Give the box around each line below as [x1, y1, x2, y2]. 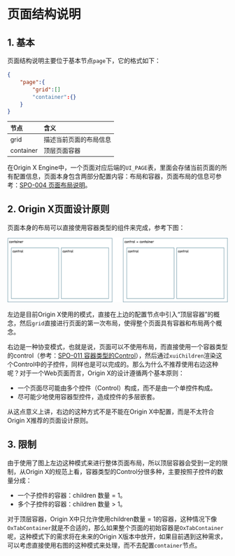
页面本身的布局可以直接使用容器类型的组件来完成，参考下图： [7, 223, 185, 231]
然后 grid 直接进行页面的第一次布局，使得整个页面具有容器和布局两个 [19, 318, 216, 327]
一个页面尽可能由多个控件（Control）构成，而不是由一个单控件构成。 [17, 384, 217, 392]
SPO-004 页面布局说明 [20, 180, 85, 189]
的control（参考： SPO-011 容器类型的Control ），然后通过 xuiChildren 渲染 [7, 351, 217, 360]
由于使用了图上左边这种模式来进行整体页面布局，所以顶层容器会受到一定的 [7, 459, 222, 467]
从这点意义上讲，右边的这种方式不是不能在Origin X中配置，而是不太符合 [7, 407, 215, 416]
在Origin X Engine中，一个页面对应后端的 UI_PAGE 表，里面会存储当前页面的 [7, 163, 222, 172]
